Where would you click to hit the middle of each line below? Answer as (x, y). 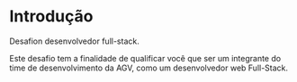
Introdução (51, 16)
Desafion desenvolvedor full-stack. (74, 41)
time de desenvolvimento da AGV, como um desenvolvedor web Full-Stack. (149, 68)
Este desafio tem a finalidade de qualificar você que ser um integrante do (145, 58)
